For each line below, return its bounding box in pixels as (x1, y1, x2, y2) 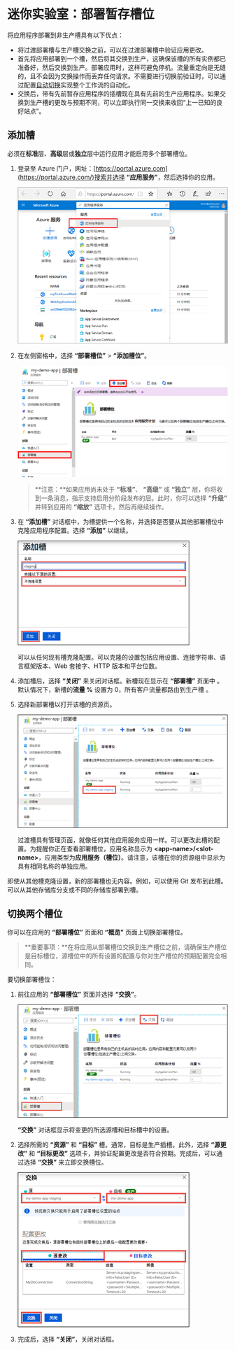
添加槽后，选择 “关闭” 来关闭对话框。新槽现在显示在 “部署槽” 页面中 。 (17, 676, 224, 685)
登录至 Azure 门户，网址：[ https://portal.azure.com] (17, 164, 168, 172)
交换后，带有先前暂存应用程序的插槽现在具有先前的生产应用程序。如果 (17, 89, 220, 98)
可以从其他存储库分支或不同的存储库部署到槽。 (7, 886, 142, 894)
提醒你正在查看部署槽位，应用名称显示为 (36, 844, 152, 853)
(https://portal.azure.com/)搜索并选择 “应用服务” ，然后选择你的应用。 (17, 173, 219, 181)
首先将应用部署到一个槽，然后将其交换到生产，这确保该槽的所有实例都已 (17, 54, 226, 63)
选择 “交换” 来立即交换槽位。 (23, 1158, 108, 1166)
